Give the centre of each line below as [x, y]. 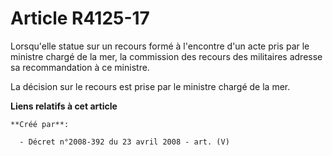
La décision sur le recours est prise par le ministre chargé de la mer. [150, 86]
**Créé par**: [40, 124]
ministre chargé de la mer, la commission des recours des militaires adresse [166, 56]
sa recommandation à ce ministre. [80, 67]
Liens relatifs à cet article [64, 106]
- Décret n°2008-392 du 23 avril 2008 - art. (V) [124, 142]
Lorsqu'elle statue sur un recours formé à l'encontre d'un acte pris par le [160, 46]
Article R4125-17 [80, 18]
